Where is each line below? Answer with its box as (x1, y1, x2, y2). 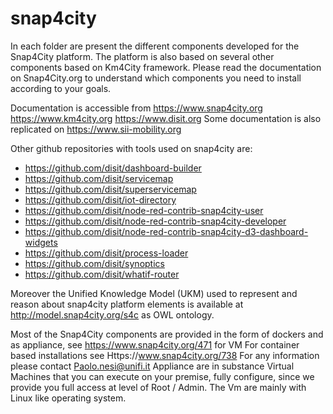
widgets (24, 236, 58, 248)
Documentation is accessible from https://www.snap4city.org (10, 102, 263, 114)
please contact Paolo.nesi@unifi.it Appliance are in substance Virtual (10, 360, 295, 372)
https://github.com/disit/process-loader (24, 247, 189, 259)
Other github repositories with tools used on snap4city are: (10, 142, 253, 154)
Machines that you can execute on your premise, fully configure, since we (10, 370, 315, 382)
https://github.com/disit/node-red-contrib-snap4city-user (24, 204, 264, 216)
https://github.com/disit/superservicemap (24, 183, 197, 195)
